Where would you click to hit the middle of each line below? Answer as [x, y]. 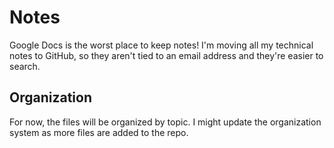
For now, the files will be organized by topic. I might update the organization [165, 122]
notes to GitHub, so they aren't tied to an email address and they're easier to [166, 55]
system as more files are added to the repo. [99, 132]
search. [25, 66]
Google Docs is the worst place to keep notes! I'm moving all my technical [161, 45]
